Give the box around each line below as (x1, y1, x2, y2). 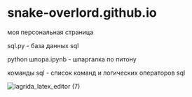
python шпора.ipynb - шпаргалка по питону (7, 54, 137, 64)
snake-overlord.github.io (7, 5, 157, 21)
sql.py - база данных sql (7, 41, 79, 50)
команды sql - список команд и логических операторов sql (7, 68, 186, 77)
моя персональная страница (7, 28, 94, 36)
